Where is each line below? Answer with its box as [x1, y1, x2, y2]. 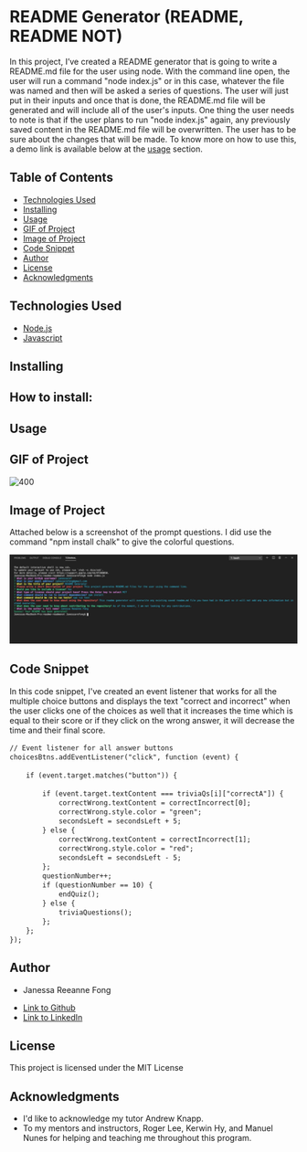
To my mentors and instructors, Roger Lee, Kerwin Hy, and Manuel [22, 1123, 274, 1134]
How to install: [9, 390, 93, 406]
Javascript [22, 332, 63, 343]
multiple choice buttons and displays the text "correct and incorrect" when [9, 695, 291, 706]
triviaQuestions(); [58, 907, 132, 917]
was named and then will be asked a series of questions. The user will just [9, 85, 290, 96]
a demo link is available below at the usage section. [9, 143, 203, 154]
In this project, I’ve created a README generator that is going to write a [9, 56, 278, 67]
